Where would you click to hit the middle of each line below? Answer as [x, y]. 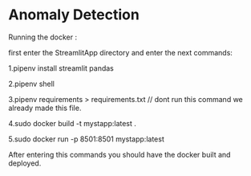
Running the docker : [43, 37]
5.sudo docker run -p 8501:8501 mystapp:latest [86, 139]
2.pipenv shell [31, 84]
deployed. [25, 163]
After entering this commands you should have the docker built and [119, 154]
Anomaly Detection [74, 15]
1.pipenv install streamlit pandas [61, 68]
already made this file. [45, 108]
